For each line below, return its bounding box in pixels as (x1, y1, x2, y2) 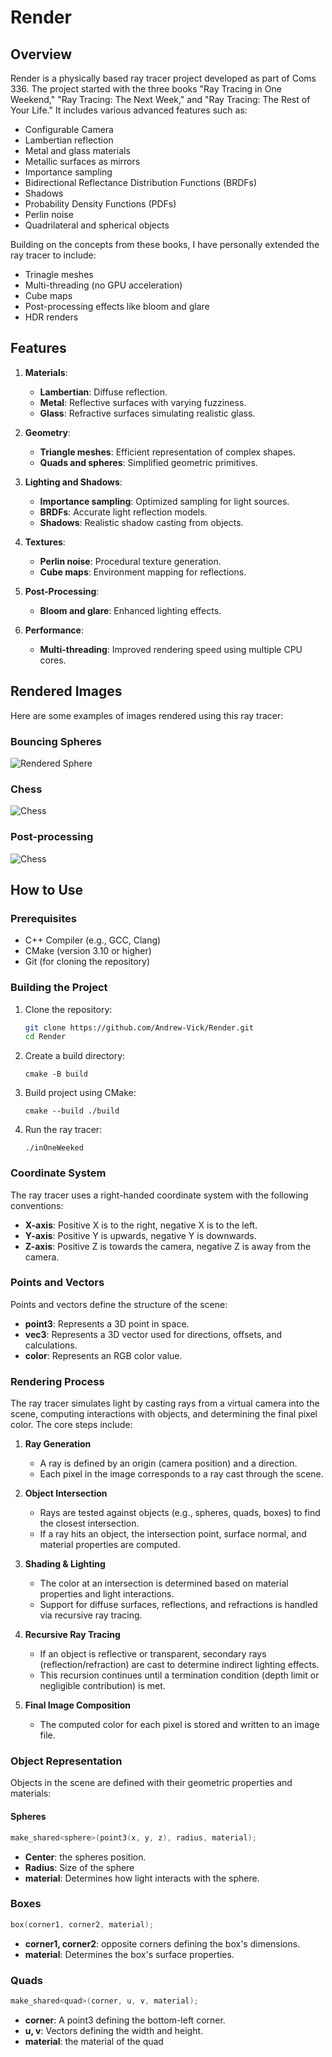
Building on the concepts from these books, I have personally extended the (10, 239, 320, 250)
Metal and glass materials (24, 145, 131, 156)
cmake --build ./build (24, 1106, 120, 1116)
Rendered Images (10, 683, 123, 700)
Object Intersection (24, 1487, 108, 1500)
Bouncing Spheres (10, 734, 102, 748)
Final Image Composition (24, 1699, 132, 1711)
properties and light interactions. (39, 1588, 175, 1600)
